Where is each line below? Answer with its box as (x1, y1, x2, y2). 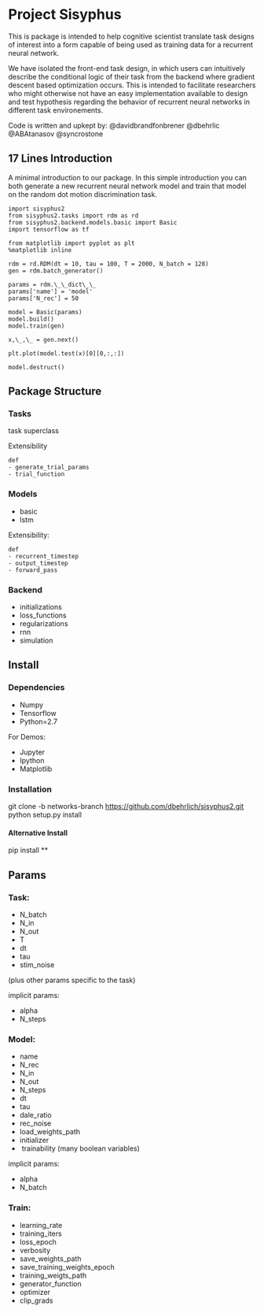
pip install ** (8, 845, 49, 855)
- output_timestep (8, 559, 68, 567)
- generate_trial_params (8, 463, 90, 472)
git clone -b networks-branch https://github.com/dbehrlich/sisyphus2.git (8, 802, 244, 811)
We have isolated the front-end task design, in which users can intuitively (8, 63, 246, 72)
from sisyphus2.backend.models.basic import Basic (8, 218, 178, 226)
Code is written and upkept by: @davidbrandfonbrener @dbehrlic (8, 121, 220, 130)
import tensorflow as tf (8, 225, 90, 233)
